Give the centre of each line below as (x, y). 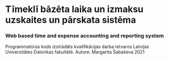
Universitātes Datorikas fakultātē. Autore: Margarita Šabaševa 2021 (75, 52)
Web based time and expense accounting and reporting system (84, 36)
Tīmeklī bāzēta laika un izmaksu (74, 9)
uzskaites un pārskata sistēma (71, 20)
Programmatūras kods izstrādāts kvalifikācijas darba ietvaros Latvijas (77, 47)
